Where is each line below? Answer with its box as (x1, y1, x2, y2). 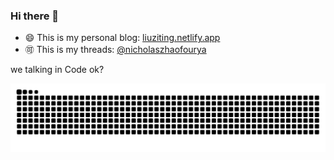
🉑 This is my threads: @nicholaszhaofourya (24, 44, 207, 56)
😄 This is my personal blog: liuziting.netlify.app (24, 32, 221, 44)
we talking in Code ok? (10, 64, 105, 76)
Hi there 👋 (10, 9, 60, 23)
